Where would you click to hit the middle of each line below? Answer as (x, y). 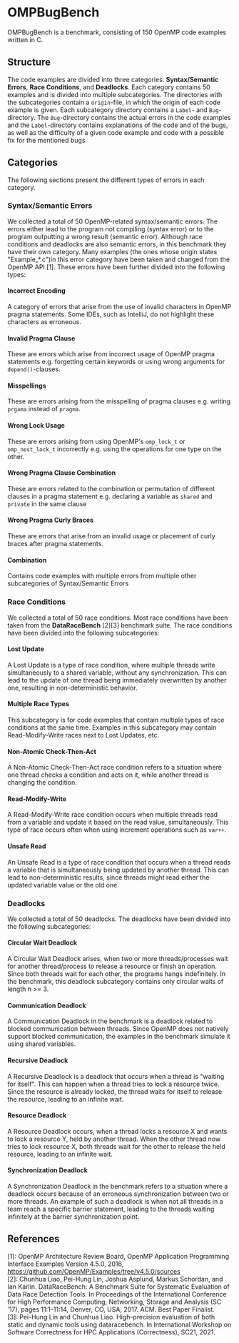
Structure (29, 62)
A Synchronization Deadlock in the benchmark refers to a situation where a (118, 1186)
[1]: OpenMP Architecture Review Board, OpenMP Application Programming (118, 1256)
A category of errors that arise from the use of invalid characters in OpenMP (119, 307)
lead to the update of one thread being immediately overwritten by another (117, 680)
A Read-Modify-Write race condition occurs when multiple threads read (113, 815)
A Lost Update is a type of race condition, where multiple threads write (111, 665)
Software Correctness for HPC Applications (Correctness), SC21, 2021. (112, 1332)
